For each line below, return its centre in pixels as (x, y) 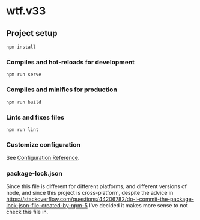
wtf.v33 (26, 11)
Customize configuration (44, 144)
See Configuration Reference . (43, 158)
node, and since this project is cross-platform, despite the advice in (90, 193)
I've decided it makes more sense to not (138, 206)
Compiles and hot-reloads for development (71, 62)
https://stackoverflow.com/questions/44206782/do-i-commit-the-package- (100, 199)
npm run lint (23, 130)
